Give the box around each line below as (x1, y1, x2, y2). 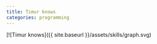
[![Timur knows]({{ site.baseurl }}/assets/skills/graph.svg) (6, 31, 152, 38)
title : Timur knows (6, 8, 56, 15)
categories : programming (6, 14, 70, 20)
